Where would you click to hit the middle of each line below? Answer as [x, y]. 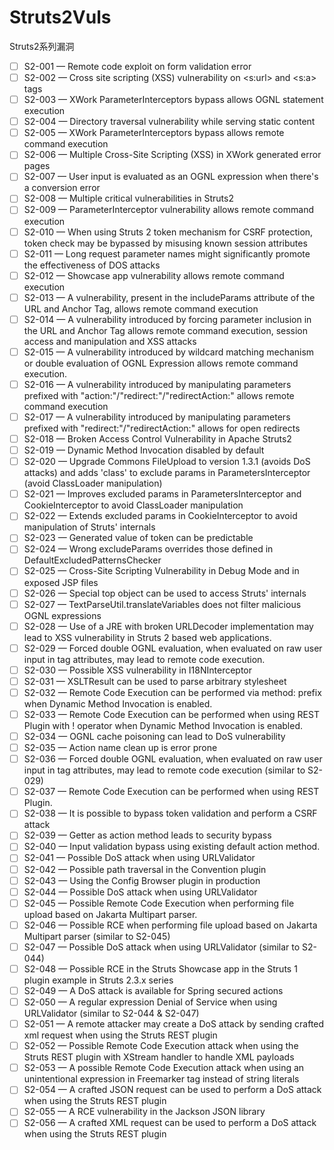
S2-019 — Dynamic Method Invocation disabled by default [144, 450]
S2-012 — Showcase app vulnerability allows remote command [154, 275]
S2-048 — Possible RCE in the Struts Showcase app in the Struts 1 [160, 968]
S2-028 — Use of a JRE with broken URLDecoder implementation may [168, 626]
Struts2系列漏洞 [42, 46]
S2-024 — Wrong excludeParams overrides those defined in [148, 549]
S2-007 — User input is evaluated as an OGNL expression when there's [171, 177]
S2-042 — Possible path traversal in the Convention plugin [145, 869]
